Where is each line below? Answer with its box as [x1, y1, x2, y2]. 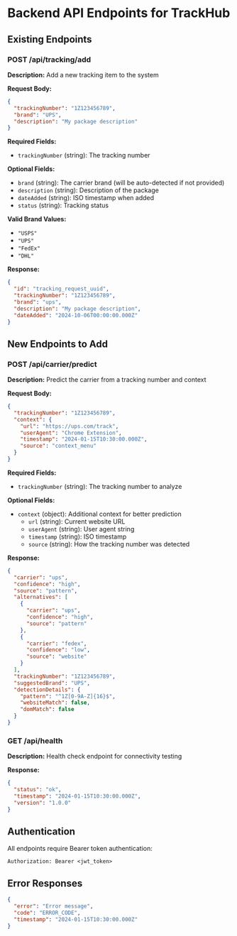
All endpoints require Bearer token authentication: [7, 844, 153, 853]
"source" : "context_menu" [20, 442, 97, 450]
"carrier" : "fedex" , [26, 640, 87, 647]
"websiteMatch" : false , [20, 699, 91, 707]
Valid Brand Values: [7, 215, 67, 224]
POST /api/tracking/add [7, 55, 92, 65]
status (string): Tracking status [17, 201, 109, 210]
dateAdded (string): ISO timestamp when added [17, 194, 155, 202]
